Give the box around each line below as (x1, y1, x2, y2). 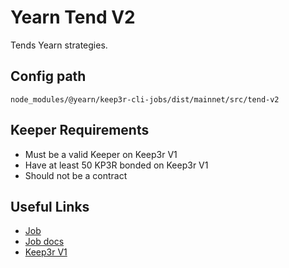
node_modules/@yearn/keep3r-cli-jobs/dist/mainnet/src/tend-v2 (10, 94, 280, 105)
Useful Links (10, 198, 90, 215)
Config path (10, 68, 87, 85)
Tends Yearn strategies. (10, 39, 108, 51)
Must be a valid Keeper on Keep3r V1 (24, 148, 178, 160)
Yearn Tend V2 (10, 6, 136, 29)
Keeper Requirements (10, 122, 150, 139)
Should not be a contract (24, 169, 128, 181)
